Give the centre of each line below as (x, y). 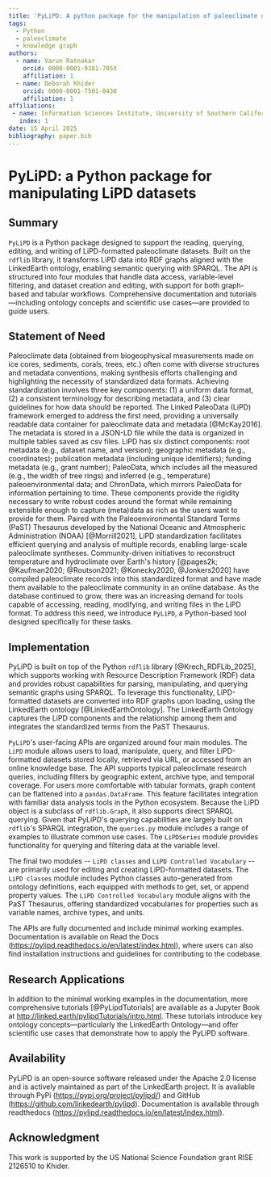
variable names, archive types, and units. (77, 913)
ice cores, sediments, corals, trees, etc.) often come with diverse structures (134, 364)
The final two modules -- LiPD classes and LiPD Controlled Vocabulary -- (132, 861)
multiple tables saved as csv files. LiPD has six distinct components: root (129, 442)
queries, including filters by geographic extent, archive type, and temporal (131, 777)
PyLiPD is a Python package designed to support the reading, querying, (126, 242)
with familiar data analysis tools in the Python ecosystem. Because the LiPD (134, 803)
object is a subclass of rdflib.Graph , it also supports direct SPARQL (121, 811)
